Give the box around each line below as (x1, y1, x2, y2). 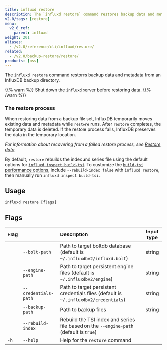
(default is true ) (60, 329, 97, 336)
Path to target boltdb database (60, 242, 131, 249)
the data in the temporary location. (5, 131, 76, 137)
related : (5, 49, 23, 54)
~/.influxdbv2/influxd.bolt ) (60, 255, 128, 262)
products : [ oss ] (5, 58, 39, 63)
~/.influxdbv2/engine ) (60, 276, 113, 283)
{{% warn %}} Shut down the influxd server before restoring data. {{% (5, 87, 151, 93)
